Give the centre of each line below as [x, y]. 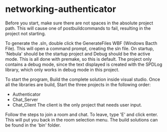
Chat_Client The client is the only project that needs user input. [77, 105]
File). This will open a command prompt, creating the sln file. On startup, [79, 48]
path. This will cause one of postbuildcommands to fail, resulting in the [78, 28]
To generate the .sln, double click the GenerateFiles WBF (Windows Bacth [81, 43]
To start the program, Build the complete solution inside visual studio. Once [83, 79]
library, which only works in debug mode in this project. [62, 69]
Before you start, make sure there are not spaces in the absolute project [79, 23]
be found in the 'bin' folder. [33, 125]
